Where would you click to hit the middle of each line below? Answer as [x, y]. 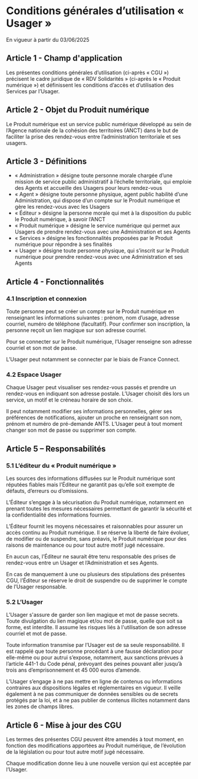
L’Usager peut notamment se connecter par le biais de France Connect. [93, 359]
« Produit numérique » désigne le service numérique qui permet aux [98, 226]
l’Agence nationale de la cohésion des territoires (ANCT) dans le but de [92, 130]
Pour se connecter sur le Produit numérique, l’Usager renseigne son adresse [99, 342]
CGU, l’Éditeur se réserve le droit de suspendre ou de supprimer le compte [97, 581]
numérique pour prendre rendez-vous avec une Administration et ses [99, 257]
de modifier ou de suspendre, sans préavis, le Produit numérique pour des [96, 539]
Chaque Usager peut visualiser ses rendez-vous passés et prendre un [91, 387]
